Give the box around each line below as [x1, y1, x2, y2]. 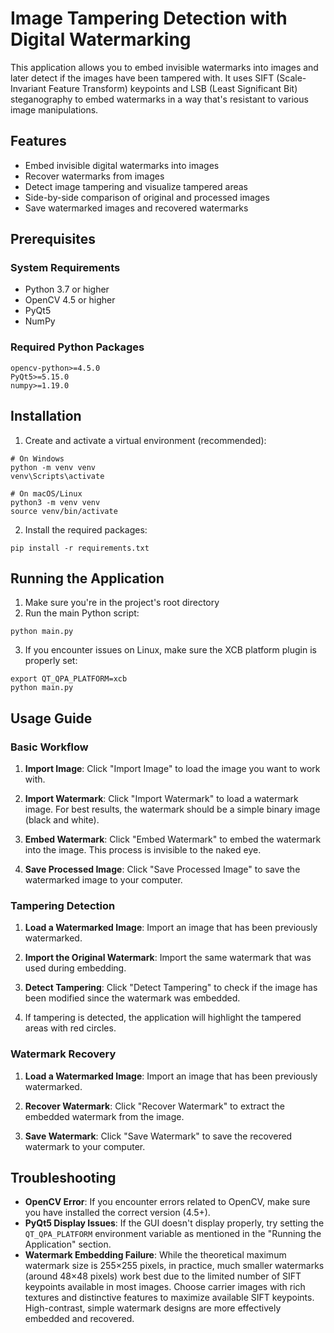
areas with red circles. [24, 1022, 117, 1034]
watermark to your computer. [24, 1140, 146, 1152]
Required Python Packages [10, 340, 145, 354]
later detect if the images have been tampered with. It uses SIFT [10, 72, 275, 84]
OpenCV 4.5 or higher [24, 294, 116, 306]
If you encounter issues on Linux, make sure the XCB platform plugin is [24, 644, 317, 656]
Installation [10, 408, 82, 425]
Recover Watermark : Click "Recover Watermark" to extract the [24, 1100, 285, 1112]
